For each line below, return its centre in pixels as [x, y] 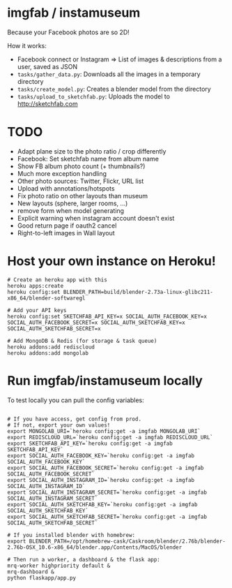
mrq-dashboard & [31, 572]
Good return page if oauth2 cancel [67, 226]
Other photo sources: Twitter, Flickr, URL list [80, 181]
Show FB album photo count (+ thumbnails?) [81, 166]
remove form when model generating [70, 210]
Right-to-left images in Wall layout [66, 233]
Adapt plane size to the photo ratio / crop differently [92, 151]
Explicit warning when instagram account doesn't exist [96, 218]
